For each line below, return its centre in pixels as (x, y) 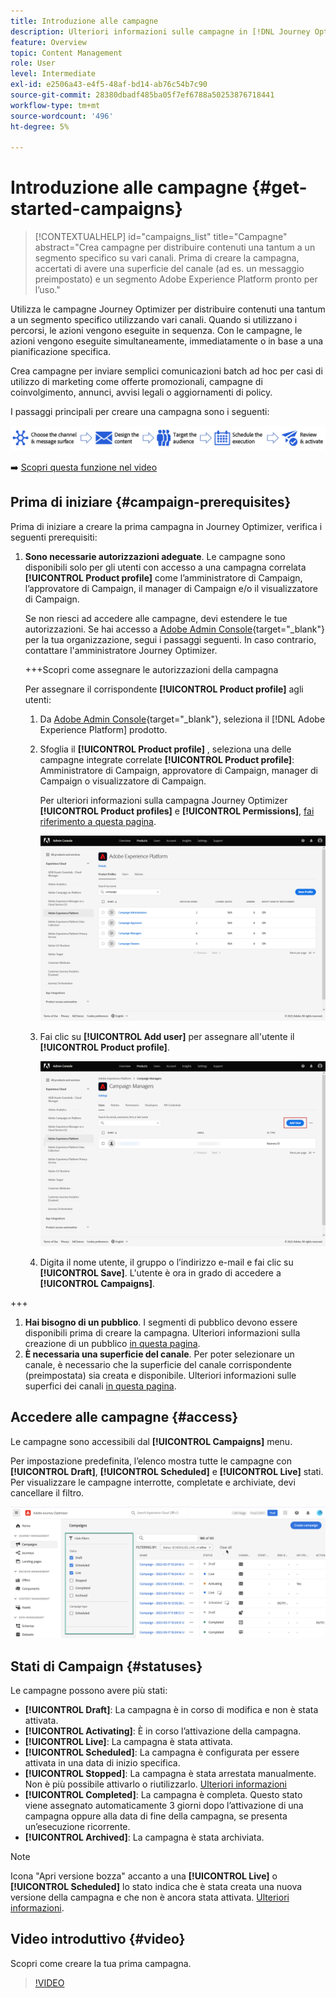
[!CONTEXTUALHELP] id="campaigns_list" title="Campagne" (161, 237)
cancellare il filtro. (47, 1492)
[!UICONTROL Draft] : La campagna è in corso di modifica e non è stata (171, 1710)
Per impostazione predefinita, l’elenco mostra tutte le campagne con (151, 1461)
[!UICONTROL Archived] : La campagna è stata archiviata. (144, 1837)
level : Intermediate (53, 74)
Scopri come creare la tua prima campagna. (101, 1963)
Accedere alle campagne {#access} (124, 1417)
